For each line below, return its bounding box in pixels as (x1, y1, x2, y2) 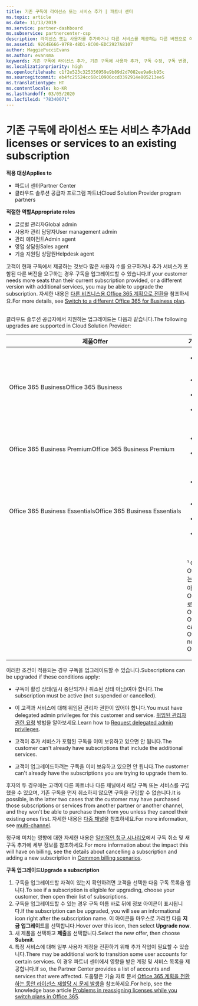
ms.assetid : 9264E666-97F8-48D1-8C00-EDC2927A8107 (6, 42, 133, 48)
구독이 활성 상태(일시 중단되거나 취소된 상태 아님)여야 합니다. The (14, 685, 163, 692)
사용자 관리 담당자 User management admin (14, 228, 117, 235)
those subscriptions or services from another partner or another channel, (6, 802, 184, 809)
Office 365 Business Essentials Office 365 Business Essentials (9, 507, 181, 515)
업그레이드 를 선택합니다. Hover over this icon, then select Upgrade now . (20, 922, 192, 929)
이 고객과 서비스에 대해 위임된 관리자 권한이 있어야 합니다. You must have (14, 704, 183, 711)
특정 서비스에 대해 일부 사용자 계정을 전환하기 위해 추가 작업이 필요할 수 (14, 943, 179, 950)
